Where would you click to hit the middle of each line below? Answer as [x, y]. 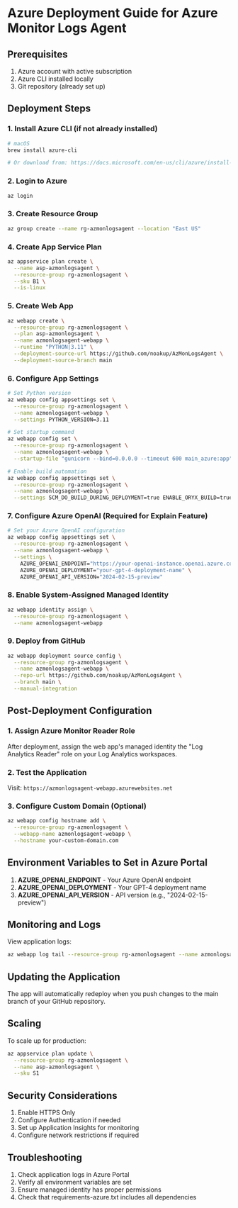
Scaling [24, 1023]
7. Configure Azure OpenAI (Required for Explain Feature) [108, 516]
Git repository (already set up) [62, 86]
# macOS [19, 143]
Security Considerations [63, 1096]
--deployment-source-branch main [63, 360]
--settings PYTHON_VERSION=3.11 [62, 420]
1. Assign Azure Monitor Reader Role [72, 731]
